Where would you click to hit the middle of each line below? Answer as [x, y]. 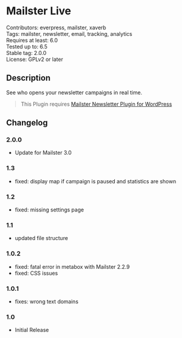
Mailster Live [39, 11]
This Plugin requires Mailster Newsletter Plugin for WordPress [96, 104]
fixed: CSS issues [36, 273]
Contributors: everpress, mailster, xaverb [56, 27]
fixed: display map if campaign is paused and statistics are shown [95, 181]
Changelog [27, 123]
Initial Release [32, 330]
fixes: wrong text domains [46, 301]
